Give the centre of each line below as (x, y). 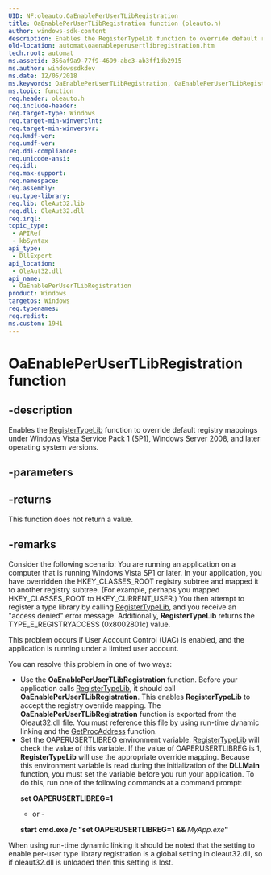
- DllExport (32, 256)
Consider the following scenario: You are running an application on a (122, 564)
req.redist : (28, 316)
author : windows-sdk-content (57, 31)
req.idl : (23, 166)
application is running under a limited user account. (94, 648)
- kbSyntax (30, 241)
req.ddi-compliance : (43, 151)
